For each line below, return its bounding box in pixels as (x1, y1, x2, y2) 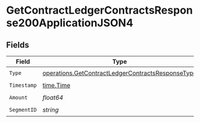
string (42, 105, 59, 113)
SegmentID (9, 106, 37, 113)
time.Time (42, 81, 70, 89)
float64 (42, 93, 64, 102)
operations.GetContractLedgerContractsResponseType (42, 69, 197, 77)
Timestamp (9, 81, 37, 89)
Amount (9, 94, 28, 101)
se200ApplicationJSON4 (6, 16, 134, 30)
